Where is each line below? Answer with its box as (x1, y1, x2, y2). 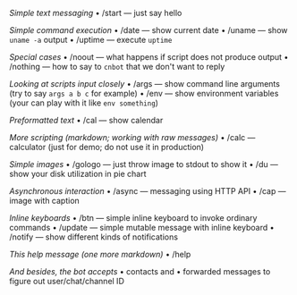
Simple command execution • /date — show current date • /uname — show (9, 25, 288, 35)
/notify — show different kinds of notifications (9, 232, 179, 242)
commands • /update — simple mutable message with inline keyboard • (9, 223, 275, 232)
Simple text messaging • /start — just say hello (9, 8, 182, 18)
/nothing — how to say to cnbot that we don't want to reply (9, 62, 225, 72)
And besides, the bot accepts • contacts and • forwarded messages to (9, 266, 271, 276)
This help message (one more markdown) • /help (9, 249, 191, 259)
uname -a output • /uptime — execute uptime (9, 35, 173, 45)
